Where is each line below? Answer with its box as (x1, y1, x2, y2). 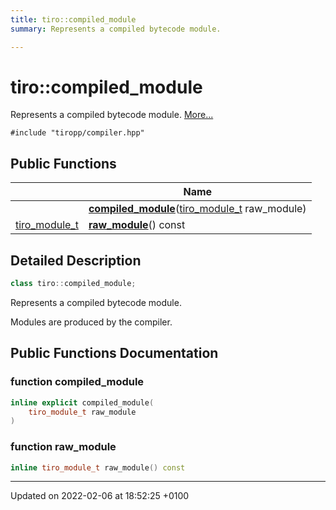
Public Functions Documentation (10, 345, 219, 362)
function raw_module (10, 440, 117, 454)
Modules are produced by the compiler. (10, 316, 173, 328)
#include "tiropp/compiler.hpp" (10, 128, 145, 138)
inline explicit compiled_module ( (10, 397, 155, 408)
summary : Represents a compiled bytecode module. (10, 24, 222, 34)
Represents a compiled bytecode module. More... (10, 109, 214, 121)
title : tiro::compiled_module (10, 14, 137, 25)
